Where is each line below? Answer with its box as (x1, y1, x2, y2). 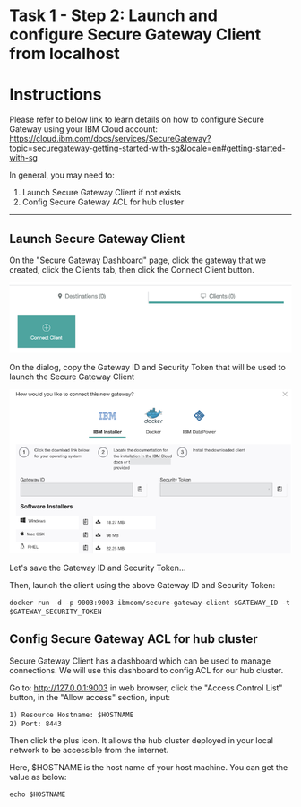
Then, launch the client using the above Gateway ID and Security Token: (9, 579, 276, 590)
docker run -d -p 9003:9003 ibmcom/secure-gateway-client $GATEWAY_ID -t (9, 598, 291, 607)
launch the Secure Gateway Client (9, 371, 135, 382)
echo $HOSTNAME (9, 790, 66, 799)
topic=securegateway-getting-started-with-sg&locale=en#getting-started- (9, 143, 286, 153)
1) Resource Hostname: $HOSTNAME (9, 710, 134, 719)
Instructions (9, 84, 102, 105)
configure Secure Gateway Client (9, 24, 262, 45)
